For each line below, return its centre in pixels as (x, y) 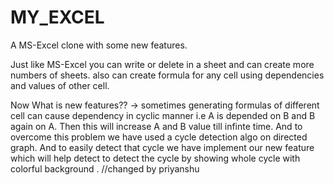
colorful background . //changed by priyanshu (105, 168)
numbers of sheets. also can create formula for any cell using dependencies (167, 75)
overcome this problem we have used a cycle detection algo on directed (159, 137)
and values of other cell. (60, 85)
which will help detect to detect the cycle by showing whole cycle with (155, 158)
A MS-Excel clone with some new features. (99, 45)
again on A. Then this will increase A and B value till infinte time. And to (156, 126)
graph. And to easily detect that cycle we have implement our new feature (162, 147)
